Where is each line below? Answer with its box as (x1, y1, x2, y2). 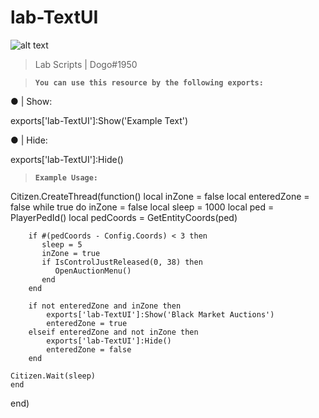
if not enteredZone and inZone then (28, 301, 182, 311)
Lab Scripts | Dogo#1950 (34, 58, 138, 70)
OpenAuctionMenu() (54, 266, 132, 276)
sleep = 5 (41, 239, 83, 250)
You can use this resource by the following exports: (34, 77, 264, 88)
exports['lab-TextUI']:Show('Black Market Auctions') (46, 309, 275, 320)
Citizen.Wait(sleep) (10, 371, 97, 381)
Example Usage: (34, 172, 99, 183)
